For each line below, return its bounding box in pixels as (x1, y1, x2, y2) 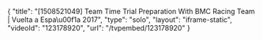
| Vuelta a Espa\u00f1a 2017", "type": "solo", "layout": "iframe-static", (7, 15, 232, 24)
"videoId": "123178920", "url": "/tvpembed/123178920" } (7, 24, 190, 32)
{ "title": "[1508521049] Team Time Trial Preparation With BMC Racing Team (7, 7, 256, 16)
